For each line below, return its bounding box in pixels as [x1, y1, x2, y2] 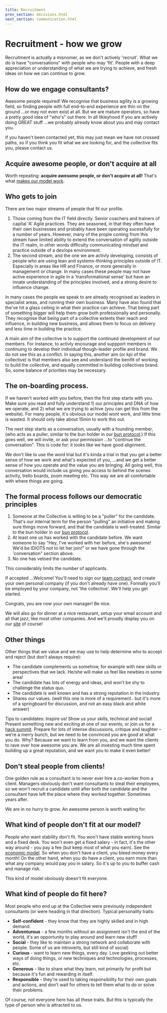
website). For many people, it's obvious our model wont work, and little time [5, 411, 161, 417]
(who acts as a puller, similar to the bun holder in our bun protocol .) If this [5, 431, 156, 437]
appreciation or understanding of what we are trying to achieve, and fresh [5, 65, 157, 71]
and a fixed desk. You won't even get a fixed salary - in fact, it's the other [5, 839, 156, 845]
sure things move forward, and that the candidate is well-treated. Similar [12, 524, 161, 530]
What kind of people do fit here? [5, 890, 107, 898]
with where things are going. [5, 478, 64, 484]
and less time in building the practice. [5, 325, 82, 332]
